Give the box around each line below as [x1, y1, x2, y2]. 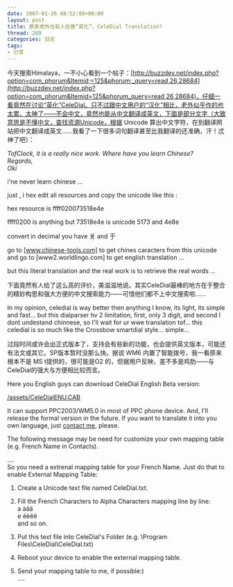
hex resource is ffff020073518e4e [7, 204, 105, 212]
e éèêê [17, 511, 37, 520]
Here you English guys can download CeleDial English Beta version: [7, 379, 201, 388]
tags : [7, 42, 23, 49]
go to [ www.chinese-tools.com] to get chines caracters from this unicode [7, 245, 217, 254]
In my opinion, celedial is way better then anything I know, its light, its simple [7, 303, 225, 312]
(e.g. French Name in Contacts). [7, 441, 98, 450]
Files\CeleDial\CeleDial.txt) [17, 540, 94, 548]
